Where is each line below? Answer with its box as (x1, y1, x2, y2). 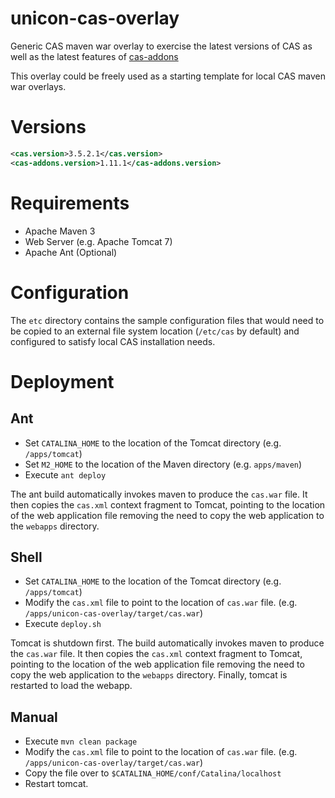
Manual (10, 708, 58, 726)
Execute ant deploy (24, 468, 107, 481)
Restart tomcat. (24, 778, 89, 790)
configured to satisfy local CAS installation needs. (10, 335, 216, 347)
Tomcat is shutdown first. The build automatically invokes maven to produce (10, 637, 325, 649)
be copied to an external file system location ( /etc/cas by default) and (10, 325, 300, 337)
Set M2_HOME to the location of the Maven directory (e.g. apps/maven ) (24, 458, 303, 470)
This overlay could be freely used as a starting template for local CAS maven (10, 70, 326, 82)
